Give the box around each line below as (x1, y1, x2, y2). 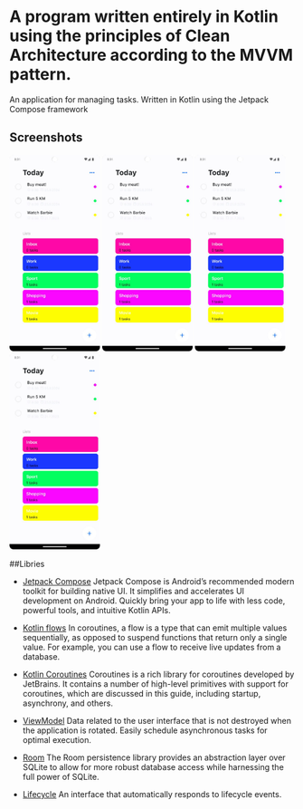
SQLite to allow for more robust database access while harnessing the (22, 761, 285, 772)
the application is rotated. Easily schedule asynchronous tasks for (22, 725, 269, 736)
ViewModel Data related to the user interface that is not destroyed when (22, 715, 292, 726)
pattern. (9, 64, 72, 85)
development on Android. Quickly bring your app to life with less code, (22, 595, 286, 606)
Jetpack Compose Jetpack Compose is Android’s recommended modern (22, 575, 295, 586)
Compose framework (9, 103, 89, 114)
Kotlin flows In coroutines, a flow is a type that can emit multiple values (22, 622, 288, 633)
